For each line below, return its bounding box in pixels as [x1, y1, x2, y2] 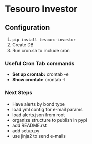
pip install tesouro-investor [12, 37, 76, 42]
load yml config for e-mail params [12, 106, 83, 112]
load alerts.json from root [12, 112, 65, 118]
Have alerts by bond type [12, 101, 65, 107]
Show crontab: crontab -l [12, 77, 66, 83]
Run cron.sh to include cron [12, 47, 70, 53]
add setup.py [12, 127, 40, 134]
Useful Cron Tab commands [5, 60, 75, 67]
